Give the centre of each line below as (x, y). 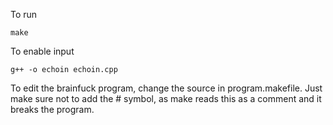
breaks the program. (52, 109)
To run (24, 14)
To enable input (42, 51)
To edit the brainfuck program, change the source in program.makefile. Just (166, 88)
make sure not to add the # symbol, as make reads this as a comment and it (166, 98)
